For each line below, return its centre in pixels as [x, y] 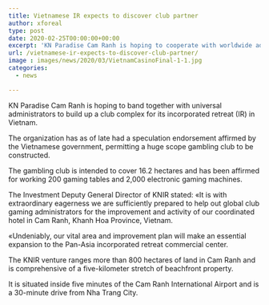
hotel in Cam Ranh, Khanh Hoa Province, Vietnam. [91, 220]
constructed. [29, 155]
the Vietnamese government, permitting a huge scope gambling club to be [131, 146]
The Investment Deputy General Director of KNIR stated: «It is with [118, 194]
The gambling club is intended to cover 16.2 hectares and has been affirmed [134, 170]
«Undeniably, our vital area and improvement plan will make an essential [127, 236]
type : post [26, 31]
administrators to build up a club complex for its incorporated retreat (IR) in [132, 114]
